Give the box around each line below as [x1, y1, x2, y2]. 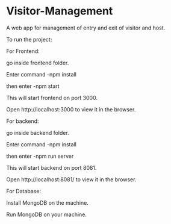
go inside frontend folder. [6, 59, 69, 66]
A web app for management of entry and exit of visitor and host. [6, 24, 166, 31]
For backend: [6, 117, 39, 125]
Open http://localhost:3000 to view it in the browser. [6, 105, 136, 113]
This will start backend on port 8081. [6, 164, 97, 171]
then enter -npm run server [6, 152, 74, 160]
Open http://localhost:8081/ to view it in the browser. [6, 176, 137, 183]
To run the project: [6, 36, 52, 43]
